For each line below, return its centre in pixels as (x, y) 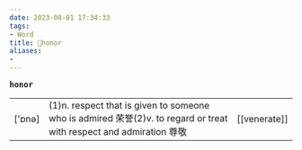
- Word (22, 34)
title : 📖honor (36, 43)
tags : (19, 26)
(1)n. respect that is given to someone (129, 106)
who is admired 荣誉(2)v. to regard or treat (138, 118)
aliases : (26, 51)
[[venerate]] (262, 119)
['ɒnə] (27, 119)
